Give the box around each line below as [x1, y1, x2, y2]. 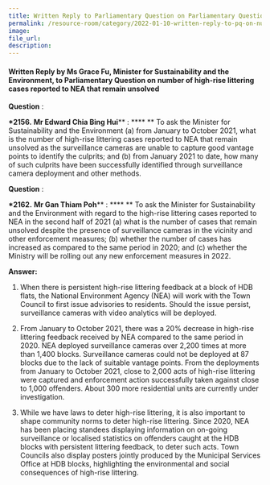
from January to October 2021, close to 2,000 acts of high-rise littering [19, 367, 256, 376]
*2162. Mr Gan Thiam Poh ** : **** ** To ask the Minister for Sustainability [8, 200, 256, 209]
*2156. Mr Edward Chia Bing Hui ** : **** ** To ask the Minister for [8, 118, 231, 127]
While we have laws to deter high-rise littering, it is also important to [19, 408, 246, 417]
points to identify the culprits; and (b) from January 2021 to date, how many [8, 151, 259, 161]
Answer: [8, 267, 38, 276]
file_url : [8, 34, 42, 43]
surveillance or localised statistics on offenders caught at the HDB [19, 433, 239, 443]
